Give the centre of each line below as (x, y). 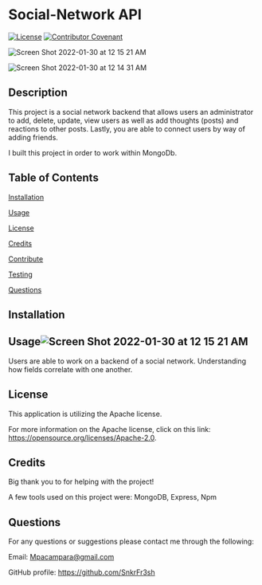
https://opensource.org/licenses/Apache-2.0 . (82, 438)
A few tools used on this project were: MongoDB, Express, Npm (113, 497)
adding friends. (33, 137)
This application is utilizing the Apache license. (85, 414)
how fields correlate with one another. (70, 369)
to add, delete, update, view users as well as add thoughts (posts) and (123, 120)
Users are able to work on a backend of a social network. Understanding (127, 361)
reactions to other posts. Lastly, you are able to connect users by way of (127, 128)
